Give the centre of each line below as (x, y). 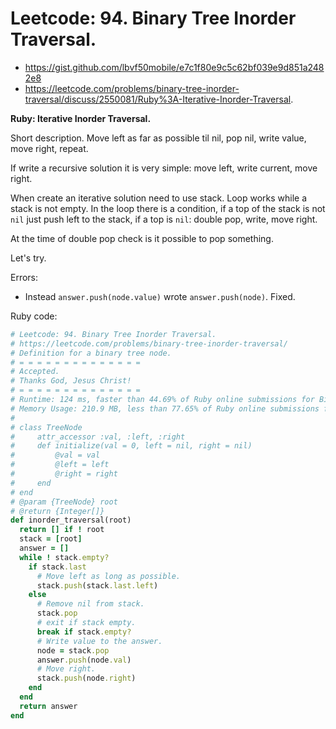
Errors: (24, 277)
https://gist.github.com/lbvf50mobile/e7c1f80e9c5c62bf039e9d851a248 (174, 67)
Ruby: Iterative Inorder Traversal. (81, 118)
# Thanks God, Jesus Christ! (71, 381)
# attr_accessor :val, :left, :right (98, 437)
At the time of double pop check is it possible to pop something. (142, 238)
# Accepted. (35, 372)
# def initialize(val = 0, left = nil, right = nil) (131, 446)
